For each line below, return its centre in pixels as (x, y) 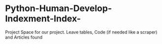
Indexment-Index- (43, 19)
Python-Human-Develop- (59, 8)
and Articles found (24, 37)
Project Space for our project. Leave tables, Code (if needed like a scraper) (81, 32)
